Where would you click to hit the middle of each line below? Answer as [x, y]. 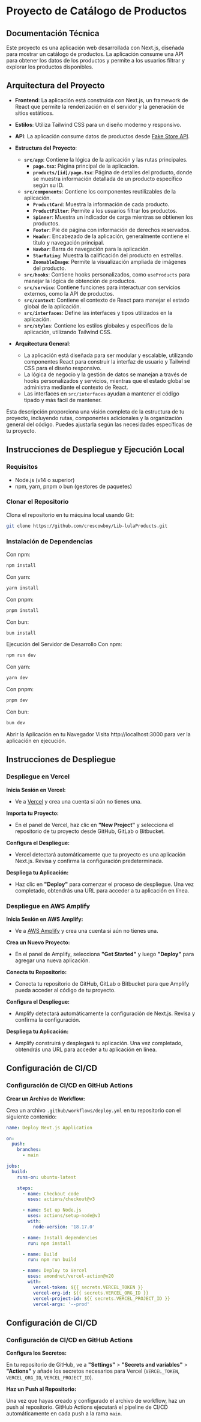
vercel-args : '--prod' [61, 1304]
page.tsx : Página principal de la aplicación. [86, 166]
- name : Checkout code [50, 1194]
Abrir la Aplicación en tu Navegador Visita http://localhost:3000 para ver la [98, 734]
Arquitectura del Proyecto [55, 86]
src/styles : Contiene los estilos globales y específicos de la [98, 325]
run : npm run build [52, 1260]
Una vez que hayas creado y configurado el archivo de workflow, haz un [96, 1401]
